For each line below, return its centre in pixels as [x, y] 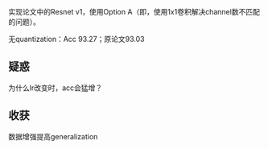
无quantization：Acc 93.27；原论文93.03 [76, 39]
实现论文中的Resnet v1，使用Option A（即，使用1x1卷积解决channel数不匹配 [134, 12]
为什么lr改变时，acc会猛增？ [56, 88]
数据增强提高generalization [53, 136]
